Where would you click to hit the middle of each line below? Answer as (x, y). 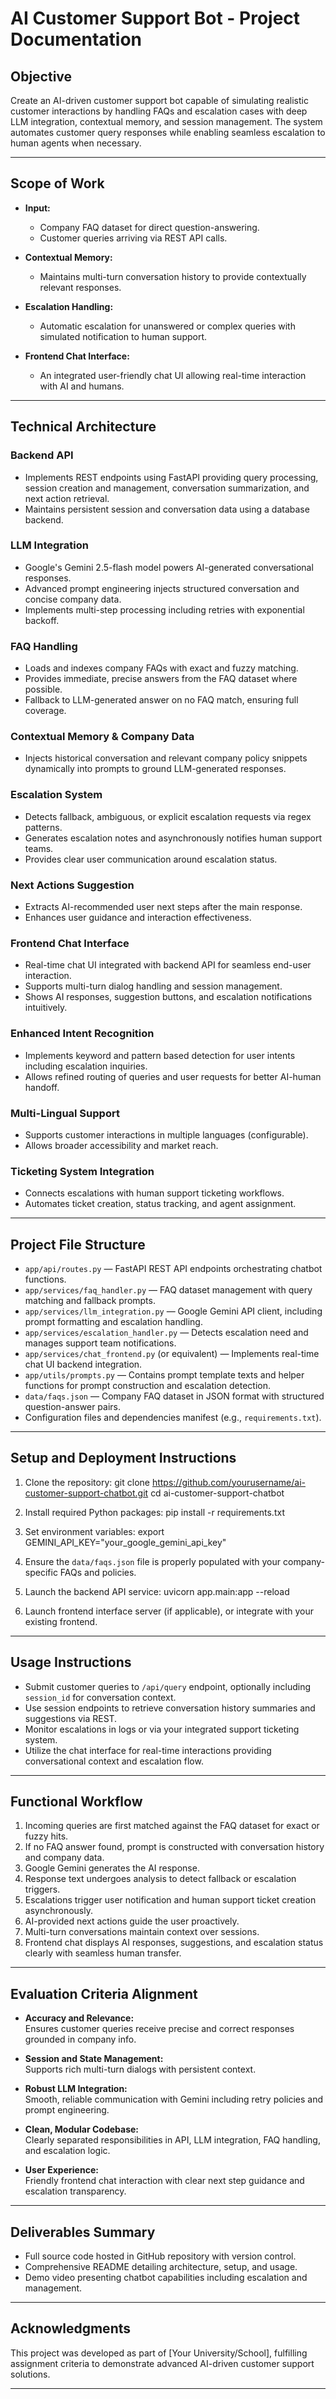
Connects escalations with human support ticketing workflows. (154, 1193)
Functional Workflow (76, 1801)
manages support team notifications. (100, 1343)
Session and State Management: (94, 2059)
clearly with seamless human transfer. (103, 1953)
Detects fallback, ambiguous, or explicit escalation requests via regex (168, 816)
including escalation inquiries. (86, 1066)
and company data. (64, 1858)
